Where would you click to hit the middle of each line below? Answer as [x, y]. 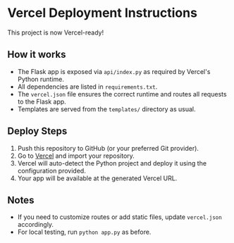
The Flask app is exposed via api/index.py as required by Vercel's [114, 71]
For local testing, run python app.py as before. [84, 232]
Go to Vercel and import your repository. [76, 156]
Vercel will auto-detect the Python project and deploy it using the [112, 163]
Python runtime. [41, 79]
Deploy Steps [37, 131]
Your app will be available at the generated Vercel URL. [97, 178]
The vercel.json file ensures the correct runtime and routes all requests [122, 94]
